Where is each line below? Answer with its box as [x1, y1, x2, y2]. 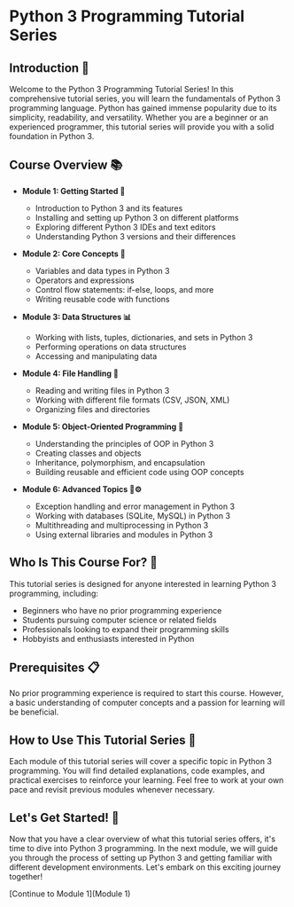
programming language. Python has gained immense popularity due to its [9, 103, 277, 113]
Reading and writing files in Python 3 [35, 385, 170, 395]
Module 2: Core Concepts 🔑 [21, 248, 126, 259]
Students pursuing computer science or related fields [21, 614, 217, 625]
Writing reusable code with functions [35, 293, 170, 304]
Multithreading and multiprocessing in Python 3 [35, 520, 209, 530]
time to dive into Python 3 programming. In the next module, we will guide [9, 843, 279, 854]
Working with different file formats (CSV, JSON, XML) [35, 395, 230, 405]
